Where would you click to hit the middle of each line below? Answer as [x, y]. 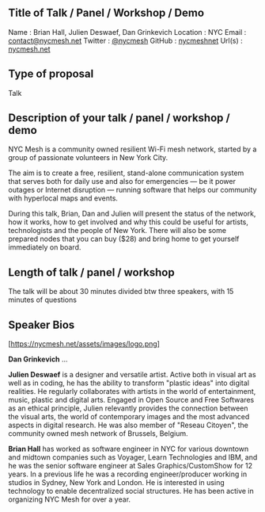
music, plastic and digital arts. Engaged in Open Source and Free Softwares [131, 400]
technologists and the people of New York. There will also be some [117, 231]
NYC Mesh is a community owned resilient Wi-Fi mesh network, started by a [132, 149]
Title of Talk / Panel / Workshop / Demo [106, 13]
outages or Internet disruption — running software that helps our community [132, 190]
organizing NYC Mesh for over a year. [70, 499]
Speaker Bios [42, 325]
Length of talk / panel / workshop [92, 272]
